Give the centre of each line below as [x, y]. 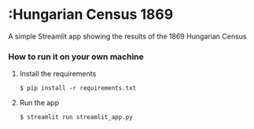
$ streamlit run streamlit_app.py [76, 117]
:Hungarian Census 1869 [91, 15]
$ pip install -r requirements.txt [78, 88]
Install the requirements [58, 74]
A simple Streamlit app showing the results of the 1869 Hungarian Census [127, 36]
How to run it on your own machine [76, 57]
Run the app [39, 103]
